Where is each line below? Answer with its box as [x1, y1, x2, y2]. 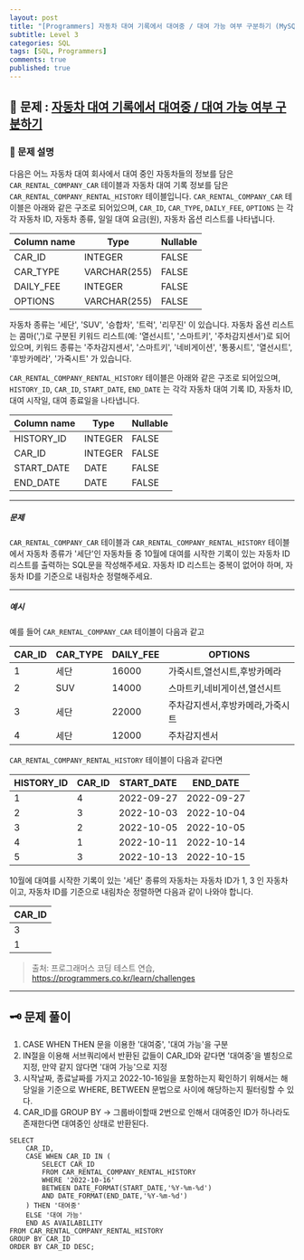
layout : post [9, 13, 59, 23]
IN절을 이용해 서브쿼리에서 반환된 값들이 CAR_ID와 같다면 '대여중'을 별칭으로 [22, 1050, 293, 1061]
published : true [9, 64, 71, 73]
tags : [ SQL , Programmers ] [9, 47, 107, 56]
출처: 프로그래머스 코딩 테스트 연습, [31, 962, 156, 973]
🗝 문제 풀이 [9, 1009, 71, 1025]
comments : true [9, 55, 67, 64]
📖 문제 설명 [9, 146, 54, 158]
